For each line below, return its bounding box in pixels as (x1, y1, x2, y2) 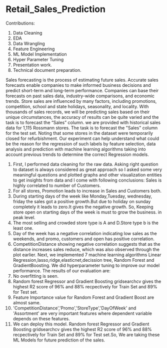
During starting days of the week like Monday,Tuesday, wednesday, (12, 193, 152, 199)
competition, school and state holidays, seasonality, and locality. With (5, 103, 149, 109)
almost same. (12, 299, 41, 305)
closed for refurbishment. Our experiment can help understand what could (5, 135, 159, 141)
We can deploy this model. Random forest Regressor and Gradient (12, 321, 149, 327)
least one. (12, 225, 34, 231)
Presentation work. (12, 62, 52, 68)
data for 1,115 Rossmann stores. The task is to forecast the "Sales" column (5, 124, 158, 131)
